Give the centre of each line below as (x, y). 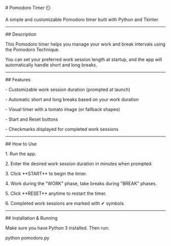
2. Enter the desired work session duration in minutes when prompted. (79, 164)
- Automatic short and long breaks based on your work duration (72, 99)
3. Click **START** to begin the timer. (46, 174)
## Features (18, 80)
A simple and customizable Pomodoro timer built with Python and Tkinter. (82, 19)
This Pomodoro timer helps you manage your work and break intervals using (85, 44)
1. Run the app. (21, 154)
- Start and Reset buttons (32, 119)
